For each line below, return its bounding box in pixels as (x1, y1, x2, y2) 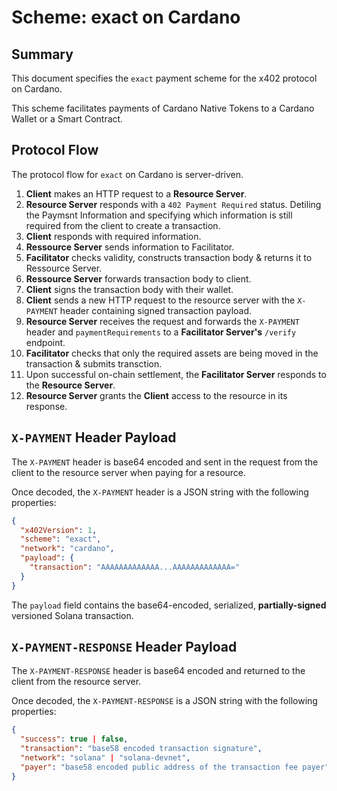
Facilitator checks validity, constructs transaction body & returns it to (25, 251, 313, 263)
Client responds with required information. (25, 230, 202, 242)
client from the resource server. (11, 676, 142, 688)
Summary (11, 46, 74, 63)
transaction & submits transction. (25, 357, 163, 370)
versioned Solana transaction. (11, 609, 134, 621)
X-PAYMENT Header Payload (11, 429, 177, 446)
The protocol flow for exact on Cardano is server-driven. (11, 168, 244, 180)
